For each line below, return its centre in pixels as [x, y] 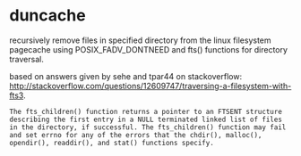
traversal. [27, 59]
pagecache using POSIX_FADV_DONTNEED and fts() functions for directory [149, 49]
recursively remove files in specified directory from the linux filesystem [140, 40]
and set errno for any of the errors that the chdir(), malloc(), [136, 135]
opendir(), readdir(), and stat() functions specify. [112, 143]
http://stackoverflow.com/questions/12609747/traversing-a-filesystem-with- [150, 86]
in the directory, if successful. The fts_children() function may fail [148, 127]
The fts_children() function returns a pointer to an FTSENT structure [146, 111]
